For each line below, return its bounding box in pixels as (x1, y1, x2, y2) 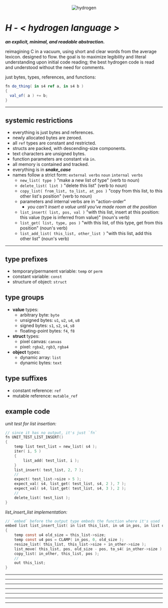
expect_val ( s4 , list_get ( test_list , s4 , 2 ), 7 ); (14, 481, 126, 486)
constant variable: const (12, 273, 62, 279)
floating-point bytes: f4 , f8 (19, 327, 75, 333)
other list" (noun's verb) (19, 235, 69, 242)
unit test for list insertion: (5, 420, 56, 426)
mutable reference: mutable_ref (12, 392, 78, 398)
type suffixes (5, 374, 47, 382)
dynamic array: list (19, 354, 61, 360)
